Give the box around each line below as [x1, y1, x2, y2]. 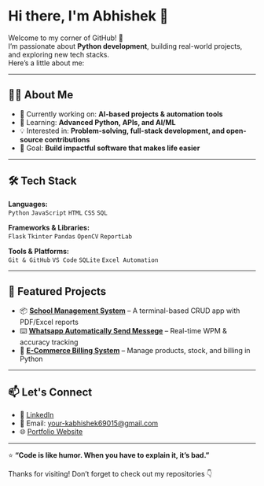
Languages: [8, 199, 49, 208]
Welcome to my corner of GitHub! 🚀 [8, 33, 123, 42]
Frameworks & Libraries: [8, 223, 90, 232]
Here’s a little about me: [8, 58, 85, 68]
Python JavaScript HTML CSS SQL [8, 208, 108, 217]
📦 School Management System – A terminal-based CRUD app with [19, 306, 240, 315]
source [19, 134, 43, 144]
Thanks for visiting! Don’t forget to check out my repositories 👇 [8, 469, 213, 479]
